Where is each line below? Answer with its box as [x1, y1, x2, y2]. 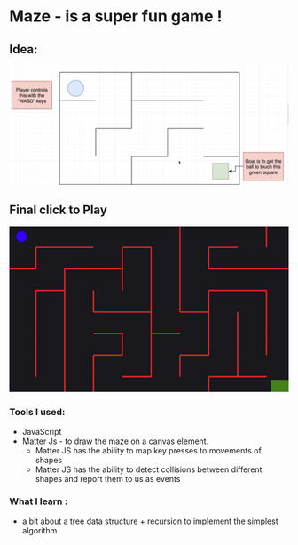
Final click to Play [9, 202, 108, 217]
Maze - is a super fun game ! [9, 6, 223, 27]
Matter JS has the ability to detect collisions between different [35, 464, 263, 475]
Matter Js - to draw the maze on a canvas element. [21, 436, 209, 446]
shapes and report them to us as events [35, 473, 181, 484]
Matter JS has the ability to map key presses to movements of [35, 445, 262, 455]
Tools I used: [9, 406, 66, 419]
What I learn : [9, 495, 68, 508]
